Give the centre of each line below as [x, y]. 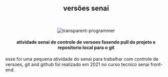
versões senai [86, 8]
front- [156, 65]
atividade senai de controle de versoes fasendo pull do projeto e [86, 42]
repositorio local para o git [86, 47]
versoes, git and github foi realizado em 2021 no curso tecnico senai [77, 65]
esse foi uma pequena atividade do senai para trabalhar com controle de [82, 59]
